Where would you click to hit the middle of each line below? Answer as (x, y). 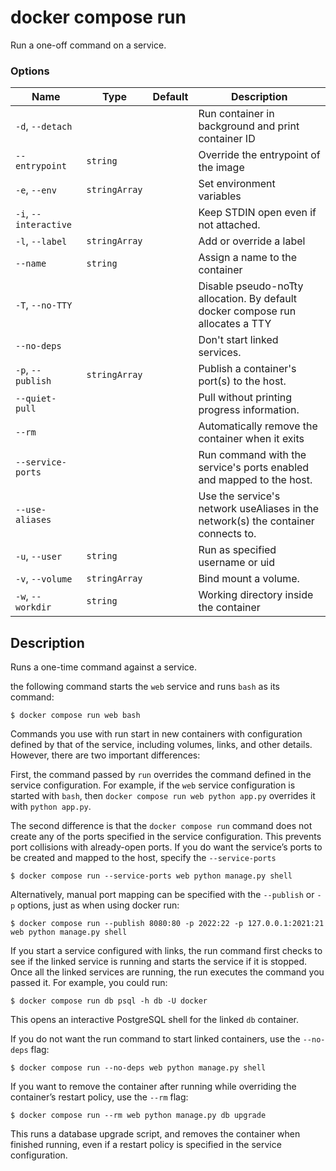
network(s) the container (256, 521)
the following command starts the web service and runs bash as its (145, 687)
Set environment (237, 184)
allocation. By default (248, 299)
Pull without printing (245, 398)
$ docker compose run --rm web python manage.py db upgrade (138, 1116)
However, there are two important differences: (105, 755)
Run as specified (237, 550)
